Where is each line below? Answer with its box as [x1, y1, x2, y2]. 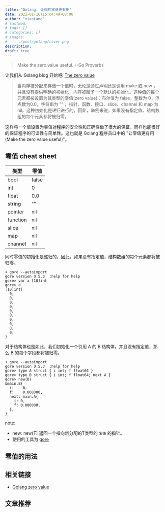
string [7, 201, 21, 207]
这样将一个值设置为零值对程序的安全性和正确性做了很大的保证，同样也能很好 [5, 124, 160, 130]
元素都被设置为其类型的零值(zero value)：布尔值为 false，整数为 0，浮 [17, 95, 160, 101]
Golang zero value [12, 484, 50, 490]
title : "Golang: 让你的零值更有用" [5, 7, 72, 12]
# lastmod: [5, 21, 27, 26]
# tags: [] [5, 26, 27, 31]
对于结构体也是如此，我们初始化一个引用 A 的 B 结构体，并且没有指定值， [5, 343, 154, 350]
